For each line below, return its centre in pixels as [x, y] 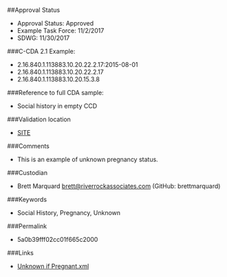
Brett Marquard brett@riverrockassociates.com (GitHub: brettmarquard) [119, 186]
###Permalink [27, 226]
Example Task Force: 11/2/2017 [61, 31]
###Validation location [39, 119]
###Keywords [27, 199]
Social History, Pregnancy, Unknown [69, 213]
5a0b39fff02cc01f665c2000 [57, 239]
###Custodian [28, 173]
